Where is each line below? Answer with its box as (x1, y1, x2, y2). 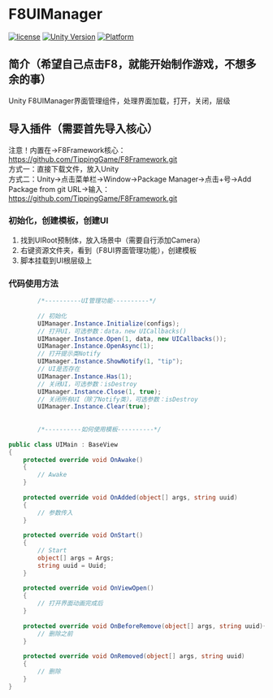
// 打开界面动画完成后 (37, 600, 103, 608)
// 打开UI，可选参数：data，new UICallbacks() (37, 327, 187, 335)
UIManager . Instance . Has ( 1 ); (37, 372, 132, 381)
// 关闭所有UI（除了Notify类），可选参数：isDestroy (37, 395, 198, 404)
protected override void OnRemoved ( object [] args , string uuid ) (23, 652, 245, 661)
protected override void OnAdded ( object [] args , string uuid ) (23, 493, 238, 501)
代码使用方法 (8, 277, 59, 289)
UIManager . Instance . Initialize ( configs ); (37, 319, 180, 328)
